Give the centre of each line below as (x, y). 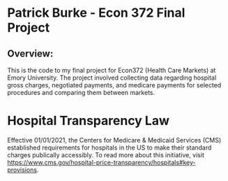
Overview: (30, 53)
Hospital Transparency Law (88, 121)
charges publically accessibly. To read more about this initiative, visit (106, 154)
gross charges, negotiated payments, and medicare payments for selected (114, 85)
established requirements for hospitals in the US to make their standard (109, 147)
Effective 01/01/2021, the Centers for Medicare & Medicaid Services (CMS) (114, 140)
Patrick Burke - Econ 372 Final (96, 13)
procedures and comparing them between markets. (81, 93)
